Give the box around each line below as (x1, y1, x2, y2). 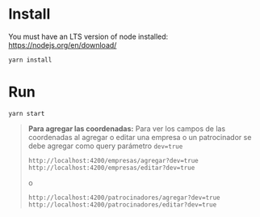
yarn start (8, 109, 45, 117)
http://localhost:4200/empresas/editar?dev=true (27, 164, 195, 172)
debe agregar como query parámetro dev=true (27, 141, 183, 151)
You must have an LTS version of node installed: (8, 32, 169, 41)
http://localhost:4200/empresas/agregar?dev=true (27, 156, 199, 164)
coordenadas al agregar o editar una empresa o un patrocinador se (27, 132, 252, 142)
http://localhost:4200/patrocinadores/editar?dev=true (27, 200, 217, 209)
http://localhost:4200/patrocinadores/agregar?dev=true (27, 194, 220, 202)
